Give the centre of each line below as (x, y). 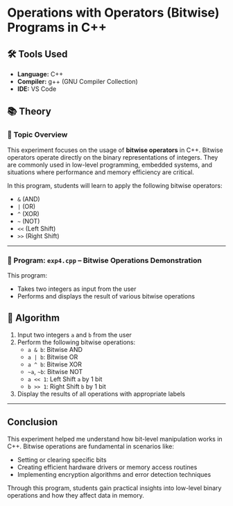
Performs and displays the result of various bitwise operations (106, 296)
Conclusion (33, 422)
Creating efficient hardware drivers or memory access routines (107, 467)
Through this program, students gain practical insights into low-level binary (114, 488)
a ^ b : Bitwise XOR (54, 364)
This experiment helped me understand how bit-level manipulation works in (115, 439)
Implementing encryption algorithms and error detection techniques (114, 474)
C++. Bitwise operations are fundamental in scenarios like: (91, 446)
